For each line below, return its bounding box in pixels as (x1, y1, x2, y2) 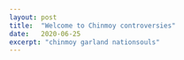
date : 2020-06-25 (9, 29, 81, 38)
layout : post (9, 12, 57, 22)
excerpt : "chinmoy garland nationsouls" (9, 37, 161, 47)
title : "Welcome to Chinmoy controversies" (9, 21, 176, 30)
